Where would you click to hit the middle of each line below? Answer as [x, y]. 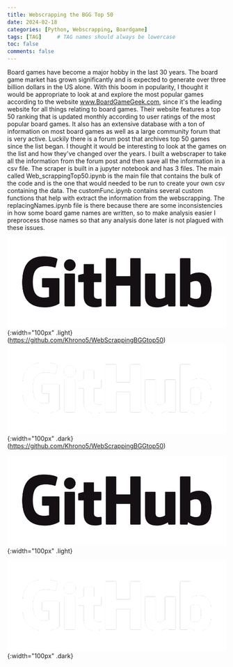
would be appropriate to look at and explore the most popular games [105, 94]
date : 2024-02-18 [32, 22]
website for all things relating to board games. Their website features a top [114, 109]
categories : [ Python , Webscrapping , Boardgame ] [78, 29]
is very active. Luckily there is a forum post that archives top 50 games [109, 139]
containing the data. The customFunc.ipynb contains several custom [105, 191]
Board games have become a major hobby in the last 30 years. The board [113, 72]
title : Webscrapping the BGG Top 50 [60, 15]
